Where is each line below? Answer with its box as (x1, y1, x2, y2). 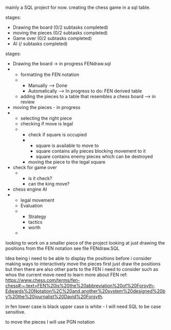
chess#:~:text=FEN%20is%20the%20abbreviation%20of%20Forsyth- (5, 283, 155, 288)
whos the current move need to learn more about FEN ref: (5, 272, 128, 278)
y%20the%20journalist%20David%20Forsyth (5, 294, 103, 300)
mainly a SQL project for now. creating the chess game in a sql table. (5, 5, 150, 10)
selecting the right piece (20, 115, 72, 121)
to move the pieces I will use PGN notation (5, 319, 95, 325)
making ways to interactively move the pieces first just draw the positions (5, 261, 161, 267)
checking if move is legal (20, 121, 73, 126)
